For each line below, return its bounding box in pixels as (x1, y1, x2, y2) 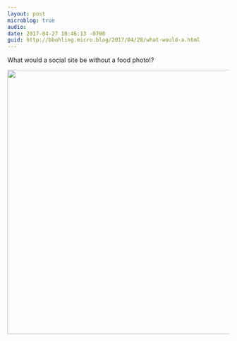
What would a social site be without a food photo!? (7, 56, 154, 64)
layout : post (7, 10, 46, 18)
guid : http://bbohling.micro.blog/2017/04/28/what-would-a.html (7, 37, 200, 44)
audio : (7, 23, 27, 30)
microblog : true (7, 17, 55, 24)
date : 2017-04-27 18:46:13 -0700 (7, 30, 106, 37)
